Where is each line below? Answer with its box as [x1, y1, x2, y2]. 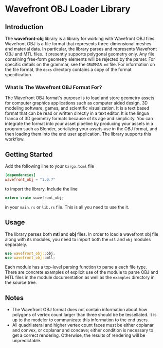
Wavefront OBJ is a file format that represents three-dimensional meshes [5, 41, 152, 47]
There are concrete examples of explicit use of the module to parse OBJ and [5, 269, 159, 275]
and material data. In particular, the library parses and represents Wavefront [5, 46, 157, 52]
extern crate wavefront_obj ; [5, 195, 64, 200]
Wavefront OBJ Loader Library [5, 3, 130, 15]
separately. [5, 242, 28, 247]
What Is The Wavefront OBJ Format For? [5, 84, 102, 90]
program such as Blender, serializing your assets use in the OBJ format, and [5, 126, 158, 132]
